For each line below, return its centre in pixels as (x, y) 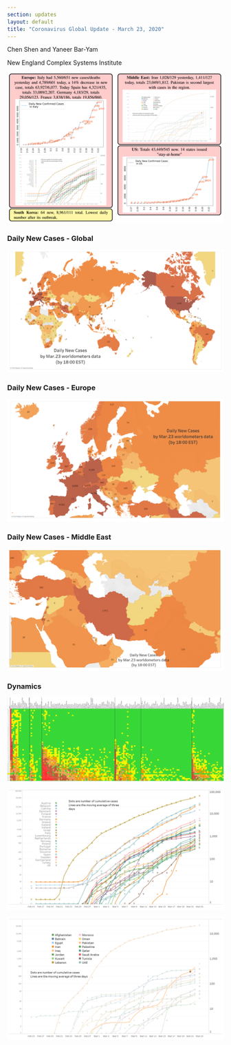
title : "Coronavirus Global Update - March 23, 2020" (86, 29)
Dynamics (24, 686)
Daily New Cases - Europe (52, 388)
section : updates (32, 14)
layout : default (30, 22)
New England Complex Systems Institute (65, 63)
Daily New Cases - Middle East (59, 537)
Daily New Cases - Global (51, 238)
